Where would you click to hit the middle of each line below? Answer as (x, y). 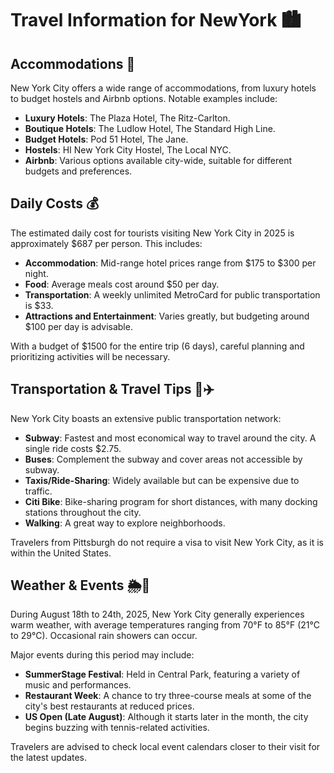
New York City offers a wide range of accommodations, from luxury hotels (163, 88)
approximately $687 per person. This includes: (106, 243)
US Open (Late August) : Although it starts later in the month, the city (166, 717)
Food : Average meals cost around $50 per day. (122, 284)
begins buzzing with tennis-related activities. (117, 728)
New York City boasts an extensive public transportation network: (146, 418)
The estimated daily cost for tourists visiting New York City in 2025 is (152, 233)
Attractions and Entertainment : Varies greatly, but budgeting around (167, 316)
